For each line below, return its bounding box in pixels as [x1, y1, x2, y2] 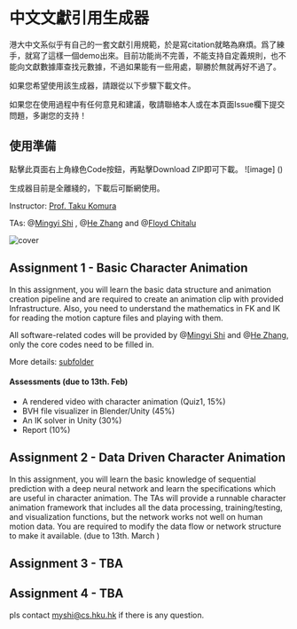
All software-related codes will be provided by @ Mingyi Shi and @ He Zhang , [9, 329, 289, 340]
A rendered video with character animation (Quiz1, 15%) [21, 396, 226, 406]
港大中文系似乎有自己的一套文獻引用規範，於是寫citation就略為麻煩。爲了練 [9, 39, 285, 50]
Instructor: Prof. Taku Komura [9, 200, 117, 211]
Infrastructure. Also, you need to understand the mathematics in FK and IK [9, 303, 281, 313]
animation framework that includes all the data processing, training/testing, [9, 502, 284, 513]
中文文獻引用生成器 [9, 8, 150, 28]
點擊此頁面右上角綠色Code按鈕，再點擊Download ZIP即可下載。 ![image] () [9, 163, 284, 174]
